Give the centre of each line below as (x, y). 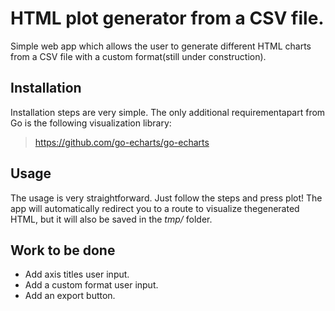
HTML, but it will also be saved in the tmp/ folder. (111, 219)
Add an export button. (70, 296)
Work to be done (63, 250)
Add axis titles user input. (77, 274)
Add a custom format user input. (91, 285)
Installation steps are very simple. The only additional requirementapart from (168, 112)
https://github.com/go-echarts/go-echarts (122, 142)
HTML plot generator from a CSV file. (167, 18)
